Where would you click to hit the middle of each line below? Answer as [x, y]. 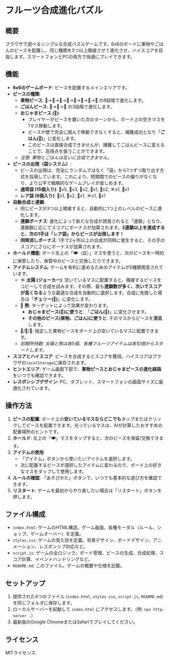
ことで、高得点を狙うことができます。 [67, 151]
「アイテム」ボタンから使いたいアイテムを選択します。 [77, 458]
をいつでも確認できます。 [39, 375]
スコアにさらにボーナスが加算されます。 [62, 246]
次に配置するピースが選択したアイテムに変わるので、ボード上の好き [91, 465]
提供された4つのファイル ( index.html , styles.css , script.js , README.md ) [88, 596]
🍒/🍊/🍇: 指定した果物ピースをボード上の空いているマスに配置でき [87, 331]
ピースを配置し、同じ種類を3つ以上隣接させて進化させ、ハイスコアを [86, 50]
